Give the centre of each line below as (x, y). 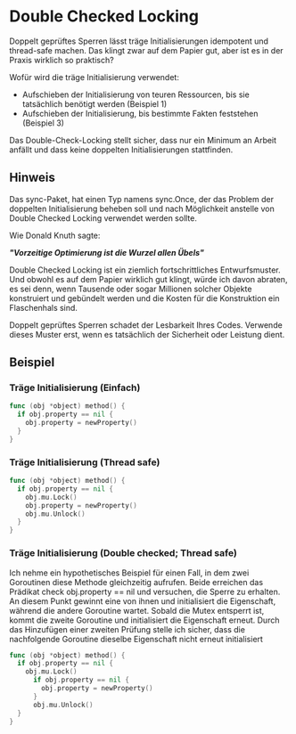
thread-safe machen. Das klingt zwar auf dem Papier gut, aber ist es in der (146, 50)
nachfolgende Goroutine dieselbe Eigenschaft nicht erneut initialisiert (136, 639)
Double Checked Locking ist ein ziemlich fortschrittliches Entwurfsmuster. (145, 270)
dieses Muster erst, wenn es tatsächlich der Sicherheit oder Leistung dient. (147, 334)
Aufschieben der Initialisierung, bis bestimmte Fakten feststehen (140, 113)
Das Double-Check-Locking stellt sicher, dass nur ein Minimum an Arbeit (143, 140)
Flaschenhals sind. (44, 307)
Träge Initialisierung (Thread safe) (85, 462)
